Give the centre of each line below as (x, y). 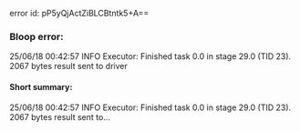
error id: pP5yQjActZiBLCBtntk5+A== (79, 13)
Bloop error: (36, 36)
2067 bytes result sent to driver (68, 66)
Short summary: (41, 86)
